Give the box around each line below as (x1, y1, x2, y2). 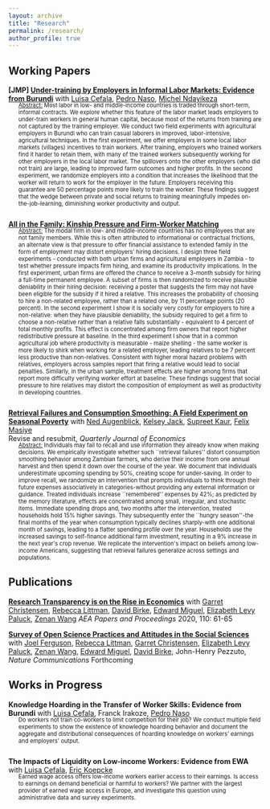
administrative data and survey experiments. (18, 793, 137, 802)
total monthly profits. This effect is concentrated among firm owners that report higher (18, 325, 247, 333)
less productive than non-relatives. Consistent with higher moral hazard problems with (18, 353, 247, 362)
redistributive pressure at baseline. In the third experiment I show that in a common (18, 333, 239, 341)
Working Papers (8, 63, 91, 77)
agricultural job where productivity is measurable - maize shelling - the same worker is (18, 339, 247, 348)
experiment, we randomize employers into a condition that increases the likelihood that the (18, 172, 259, 180)
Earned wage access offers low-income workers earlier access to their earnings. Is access (18, 772, 259, 780)
